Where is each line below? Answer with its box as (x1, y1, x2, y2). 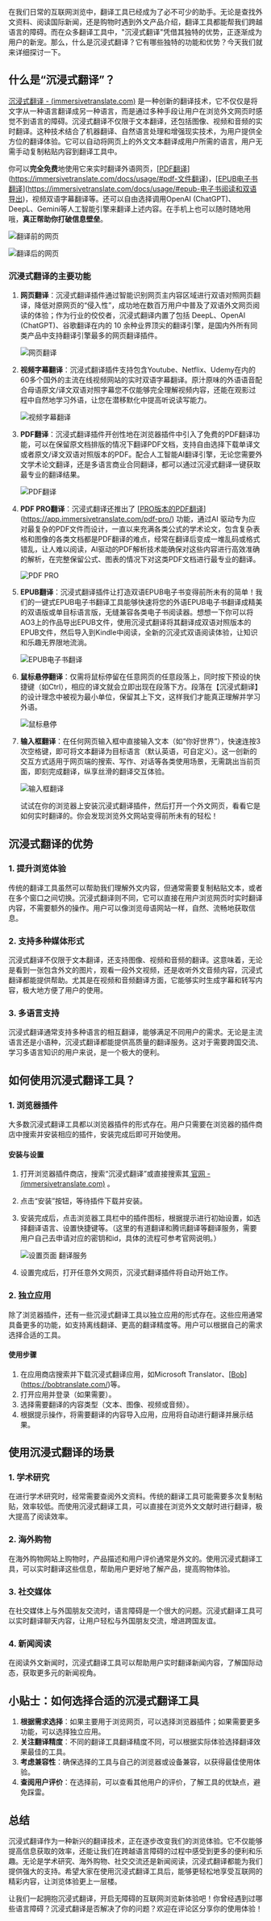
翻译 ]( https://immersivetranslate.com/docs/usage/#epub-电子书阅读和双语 (8, 184, 257, 194)
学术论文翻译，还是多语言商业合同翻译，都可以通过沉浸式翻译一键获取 (27, 460, 261, 469)
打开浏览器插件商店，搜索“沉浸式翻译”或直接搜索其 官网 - (19, 1169, 211, 1179)
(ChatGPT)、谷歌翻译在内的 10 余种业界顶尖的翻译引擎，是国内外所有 (19, 321, 251, 331)
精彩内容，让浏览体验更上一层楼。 (8, 1876, 122, 1886)
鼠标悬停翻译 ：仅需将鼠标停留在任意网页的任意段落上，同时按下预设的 (19, 672, 254, 681)
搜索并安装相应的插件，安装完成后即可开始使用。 (22, 1130, 186, 1140)
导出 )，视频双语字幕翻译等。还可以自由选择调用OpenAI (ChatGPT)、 (8, 194, 236, 203)
